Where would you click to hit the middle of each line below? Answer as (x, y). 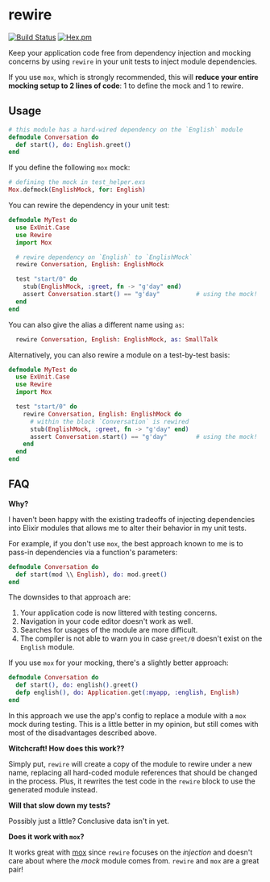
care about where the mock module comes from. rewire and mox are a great (134, 860)
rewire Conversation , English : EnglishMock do (102, 414)
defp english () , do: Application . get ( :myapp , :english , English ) (128, 693)
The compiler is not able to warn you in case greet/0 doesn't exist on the (141, 638)
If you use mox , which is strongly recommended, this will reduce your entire (134, 77)
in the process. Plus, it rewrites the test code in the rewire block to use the (132, 781)
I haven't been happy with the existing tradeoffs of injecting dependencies (132, 519)
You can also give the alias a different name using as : (96, 324)
